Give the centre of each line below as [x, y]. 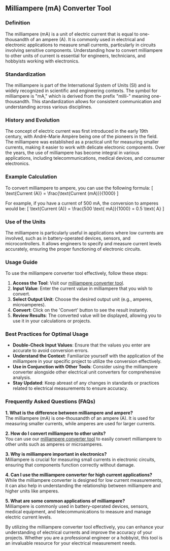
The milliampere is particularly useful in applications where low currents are [84, 233]
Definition [18, 23]
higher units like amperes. [32, 491]
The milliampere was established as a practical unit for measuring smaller [82, 142]
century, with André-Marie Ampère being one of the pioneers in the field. [81, 136]
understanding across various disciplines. [49, 107]
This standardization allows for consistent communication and [96, 101]
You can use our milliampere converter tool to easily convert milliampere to [83, 439]
